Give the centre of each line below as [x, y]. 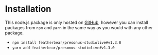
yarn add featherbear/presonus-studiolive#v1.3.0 [63, 48]
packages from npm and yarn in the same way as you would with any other [79, 27]
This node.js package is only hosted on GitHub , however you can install [77, 22]
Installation [28, 9]
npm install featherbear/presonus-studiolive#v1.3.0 [67, 42]
